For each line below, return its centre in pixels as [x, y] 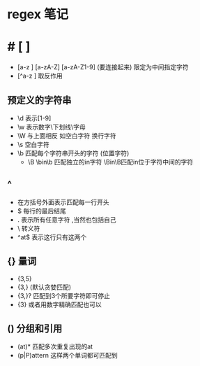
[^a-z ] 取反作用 [40, 76]
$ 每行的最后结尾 [41, 211]
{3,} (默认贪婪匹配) [44, 287]
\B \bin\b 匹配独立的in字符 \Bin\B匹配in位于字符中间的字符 [110, 162]
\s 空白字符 [33, 144]
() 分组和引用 [35, 329]
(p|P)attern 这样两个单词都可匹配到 [67, 356]
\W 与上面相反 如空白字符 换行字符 [67, 135]
